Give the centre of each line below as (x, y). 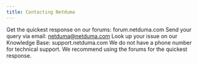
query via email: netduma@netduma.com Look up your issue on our (92, 36)
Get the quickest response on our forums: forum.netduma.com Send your (99, 29)
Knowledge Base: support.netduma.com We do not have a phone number (99, 42)
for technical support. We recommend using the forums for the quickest (97, 49)
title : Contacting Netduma (41, 12)
